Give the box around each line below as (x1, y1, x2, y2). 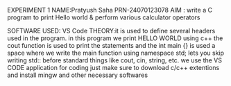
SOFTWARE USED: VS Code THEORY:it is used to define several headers (7, 27, 216, 35)
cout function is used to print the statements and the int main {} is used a (7, 42, 216, 49)
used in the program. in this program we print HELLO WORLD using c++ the (7, 34, 223, 42)
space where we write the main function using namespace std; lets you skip (7, 49, 224, 57)
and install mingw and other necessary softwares (7, 71, 148, 79)
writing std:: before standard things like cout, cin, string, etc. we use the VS (7, 56, 222, 64)
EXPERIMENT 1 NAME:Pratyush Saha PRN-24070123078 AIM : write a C (7, 6, 213, 14)
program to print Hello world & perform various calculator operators (7, 13, 200, 21)
